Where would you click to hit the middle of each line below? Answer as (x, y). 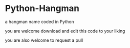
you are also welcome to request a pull (44, 40)
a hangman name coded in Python (40, 22)
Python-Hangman (42, 8)
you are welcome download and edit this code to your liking (65, 31)
